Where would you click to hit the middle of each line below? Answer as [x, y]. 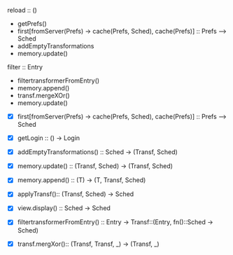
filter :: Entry [25, 67]
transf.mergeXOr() [43, 95]
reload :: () [22, 10]
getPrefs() [32, 23]
